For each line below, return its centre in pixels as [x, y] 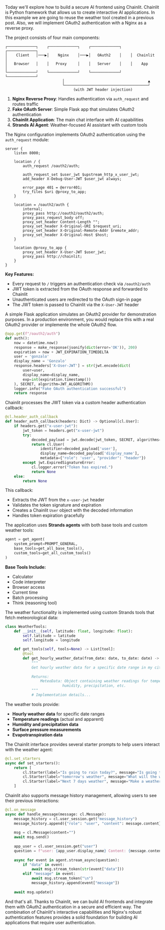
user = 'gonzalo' [32, 356]
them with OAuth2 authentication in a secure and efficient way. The [73, 907]
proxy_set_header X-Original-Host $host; [66, 235]
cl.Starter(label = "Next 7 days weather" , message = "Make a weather [92, 782]
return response [31, 393]
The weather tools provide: [32, 704]
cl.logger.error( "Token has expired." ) [72, 467]
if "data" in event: [44, 865]
